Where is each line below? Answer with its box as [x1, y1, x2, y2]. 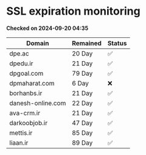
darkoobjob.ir [9, 118, 47, 127]
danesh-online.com [9, 99, 66, 107]
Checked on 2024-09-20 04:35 [6, 24, 89, 32]
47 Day [72, 118, 93, 127]
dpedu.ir [9, 59, 33, 68]
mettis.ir [9, 128, 33, 137]
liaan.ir [9, 139, 29, 147]
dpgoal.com [9, 69, 44, 77]
